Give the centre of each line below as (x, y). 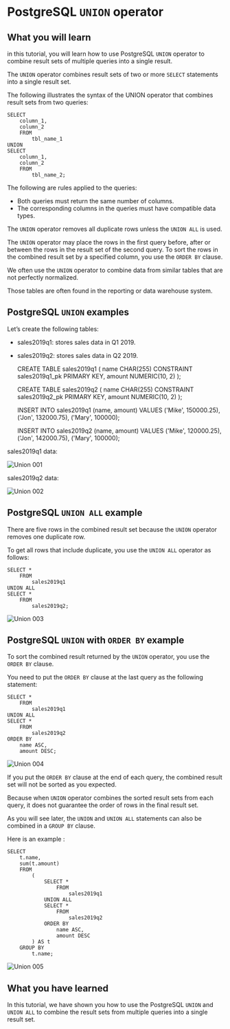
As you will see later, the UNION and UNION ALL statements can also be (105, 819)
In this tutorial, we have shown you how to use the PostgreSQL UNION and (111, 1005)
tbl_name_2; (49, 175)
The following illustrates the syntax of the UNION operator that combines (110, 95)
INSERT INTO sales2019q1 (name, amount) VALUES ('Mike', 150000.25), (119, 410)
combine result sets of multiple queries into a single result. (90, 61)
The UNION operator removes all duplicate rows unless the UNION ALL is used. (115, 229)
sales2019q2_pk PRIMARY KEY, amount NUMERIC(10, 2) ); (100, 396)
